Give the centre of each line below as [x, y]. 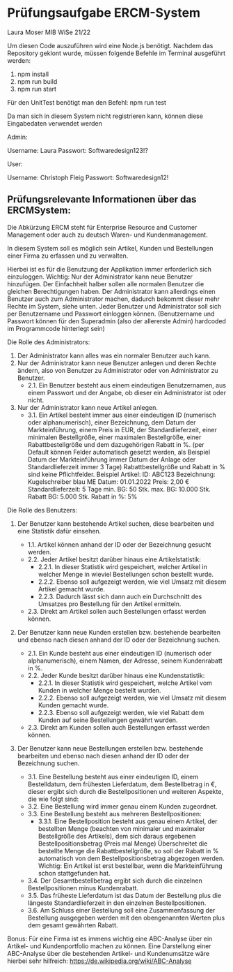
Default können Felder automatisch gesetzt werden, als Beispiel [119, 452]
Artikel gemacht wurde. [72, 589]
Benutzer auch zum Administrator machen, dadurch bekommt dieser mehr [114, 299]
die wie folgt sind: [53, 799]
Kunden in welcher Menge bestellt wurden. [99, 690]
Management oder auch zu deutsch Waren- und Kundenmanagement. [107, 235]
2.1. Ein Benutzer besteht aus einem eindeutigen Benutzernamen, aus [127, 385]
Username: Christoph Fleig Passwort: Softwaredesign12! [88, 177]
